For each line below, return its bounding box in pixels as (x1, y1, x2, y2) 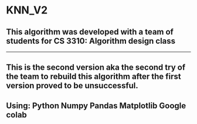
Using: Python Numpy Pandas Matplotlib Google (6, 101, 186, 111)
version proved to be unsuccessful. (6, 81, 139, 91)
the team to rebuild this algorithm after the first (6, 71, 181, 82)
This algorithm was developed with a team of (6, 27, 174, 37)
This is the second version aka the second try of (6, 63, 186, 73)
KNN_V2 (6, 4, 48, 17)
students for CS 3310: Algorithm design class (6, 36, 176, 46)
